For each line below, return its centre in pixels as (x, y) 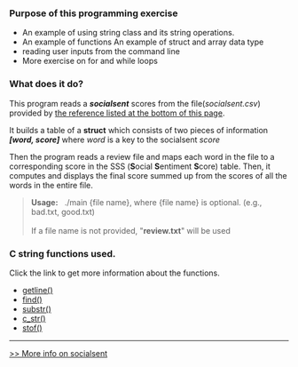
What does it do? (47, 84)
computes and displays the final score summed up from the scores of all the (149, 175)
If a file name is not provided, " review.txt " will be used (130, 230)
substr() (36, 308)
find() (32, 299)
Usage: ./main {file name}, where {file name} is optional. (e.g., (146, 202)
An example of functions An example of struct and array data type (143, 42)
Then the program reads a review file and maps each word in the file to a (142, 156)
